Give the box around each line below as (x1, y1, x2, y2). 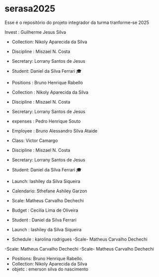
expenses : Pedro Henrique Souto (11, 118, 81, 124)
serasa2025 (4, 3, 55, 14)
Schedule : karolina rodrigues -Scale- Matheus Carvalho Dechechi (11, 236, 148, 242)
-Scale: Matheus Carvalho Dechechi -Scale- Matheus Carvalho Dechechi (4, 246, 154, 252)
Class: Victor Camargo (11, 138, 58, 143)
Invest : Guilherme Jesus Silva (4, 29, 66, 35)
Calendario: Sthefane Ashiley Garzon (11, 188, 88, 194)
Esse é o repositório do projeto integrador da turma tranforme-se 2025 (4, 19, 150, 25)
